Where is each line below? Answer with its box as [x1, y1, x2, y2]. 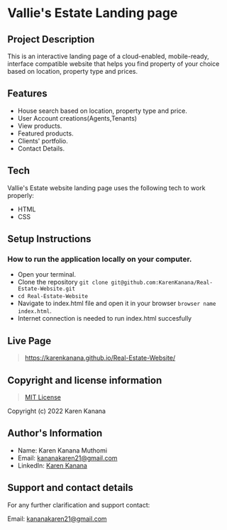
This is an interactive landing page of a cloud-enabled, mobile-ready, [7, 52, 209, 60]
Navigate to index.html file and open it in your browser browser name [17, 299, 216, 308]
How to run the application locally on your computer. [7, 254, 192, 264]
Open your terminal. [17, 270, 77, 279]
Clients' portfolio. [17, 136, 69, 145]
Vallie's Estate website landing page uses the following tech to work [7, 183, 206, 192]
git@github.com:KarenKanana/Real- [111, 279, 213, 287]
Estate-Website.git [17, 285, 76, 292]
